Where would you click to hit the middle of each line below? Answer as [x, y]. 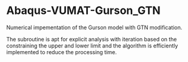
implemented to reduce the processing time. [62, 52]
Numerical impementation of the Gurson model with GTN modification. [94, 27]
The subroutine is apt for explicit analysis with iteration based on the [92, 39]
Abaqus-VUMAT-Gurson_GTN [83, 11]
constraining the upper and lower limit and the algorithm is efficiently [92, 46]
